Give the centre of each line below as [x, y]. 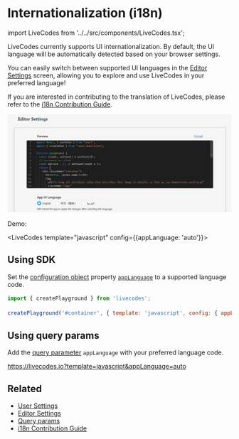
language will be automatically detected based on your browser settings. [114, 54]
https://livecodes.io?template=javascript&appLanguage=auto [97, 367]
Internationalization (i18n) [85, 13]
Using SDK [32, 260]
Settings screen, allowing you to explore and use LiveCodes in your [106, 75]
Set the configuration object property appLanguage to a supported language [117, 277]
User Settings [38, 406]
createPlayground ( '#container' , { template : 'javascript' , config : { [113, 313]
